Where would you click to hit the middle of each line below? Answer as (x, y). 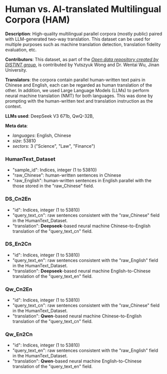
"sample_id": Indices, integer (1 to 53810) (55, 170)
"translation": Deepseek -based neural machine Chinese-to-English (82, 226)
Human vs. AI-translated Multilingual (83, 9)
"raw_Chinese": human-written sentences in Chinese (67, 175)
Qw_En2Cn (19, 334)
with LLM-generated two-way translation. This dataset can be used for (78, 39)
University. (16, 70)
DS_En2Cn (18, 244)
